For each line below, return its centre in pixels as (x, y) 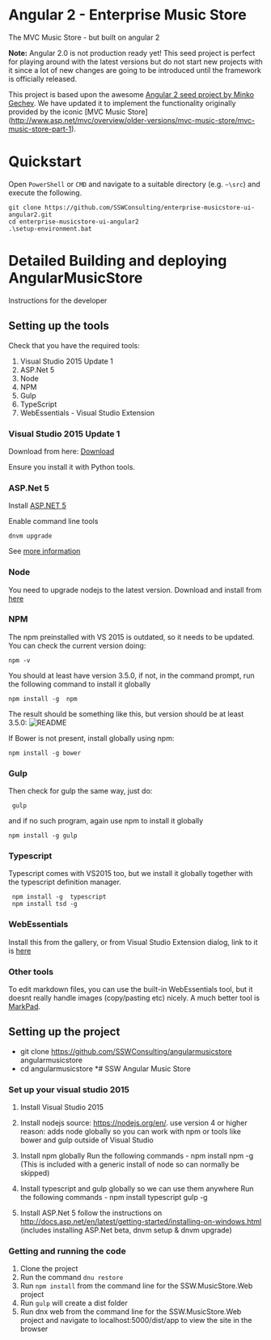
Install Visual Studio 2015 (61, 1108)
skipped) (35, 1173)
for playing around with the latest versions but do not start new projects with (135, 62)
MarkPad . (25, 1006)
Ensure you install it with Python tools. (72, 466)
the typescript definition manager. (65, 882)
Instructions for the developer (58, 300)
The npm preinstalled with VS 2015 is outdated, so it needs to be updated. (131, 636)
